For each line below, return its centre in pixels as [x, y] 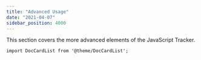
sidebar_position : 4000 [36, 23]
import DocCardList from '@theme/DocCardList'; [68, 51]
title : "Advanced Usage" [38, 12]
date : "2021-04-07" [31, 17]
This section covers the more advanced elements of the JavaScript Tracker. [101, 40]
